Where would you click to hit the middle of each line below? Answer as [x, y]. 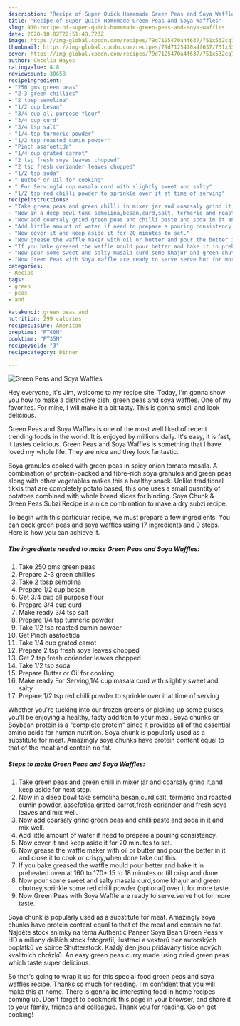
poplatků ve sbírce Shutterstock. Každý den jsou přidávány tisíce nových [115, 947]
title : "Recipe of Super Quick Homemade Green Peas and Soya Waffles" [115, 21]
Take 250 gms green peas [57, 567]
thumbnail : [24, 47]
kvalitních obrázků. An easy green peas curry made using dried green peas [119, 955]
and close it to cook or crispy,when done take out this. [98, 858]
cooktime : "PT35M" [35, 339]
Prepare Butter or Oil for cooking [66, 673]
